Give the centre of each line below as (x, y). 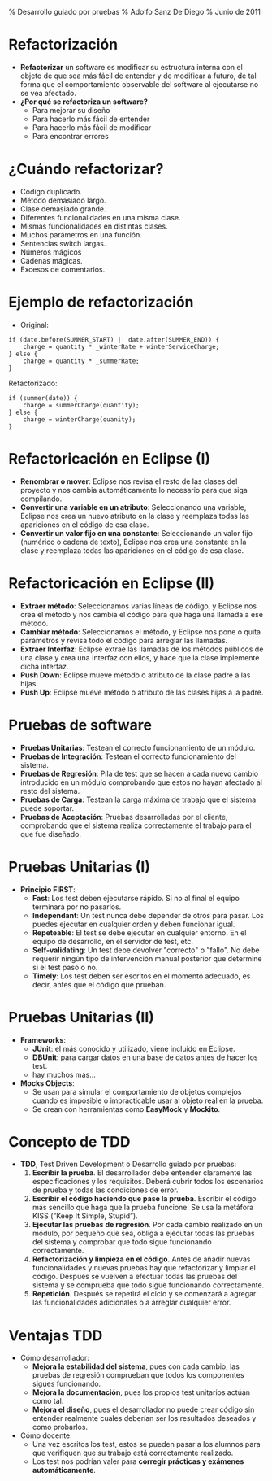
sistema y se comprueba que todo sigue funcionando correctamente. (148, 1285)
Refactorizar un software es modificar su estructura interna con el (132, 67)
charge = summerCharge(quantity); (81, 405)
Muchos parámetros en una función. (81, 234)
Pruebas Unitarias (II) (81, 1017)
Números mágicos (51, 252)
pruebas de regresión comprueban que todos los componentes (138, 1375)
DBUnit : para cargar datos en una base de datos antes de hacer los (145, 1057)
